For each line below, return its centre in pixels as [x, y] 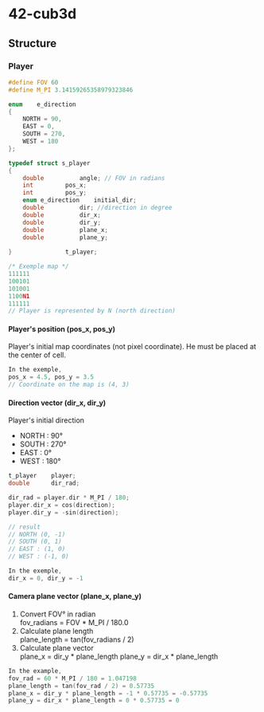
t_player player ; [43, 476]
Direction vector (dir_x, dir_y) [57, 403]
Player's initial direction [47, 420]
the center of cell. [37, 355]
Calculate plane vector [56, 647]
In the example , [35, 671]
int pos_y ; [55, 193]
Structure [33, 43]
